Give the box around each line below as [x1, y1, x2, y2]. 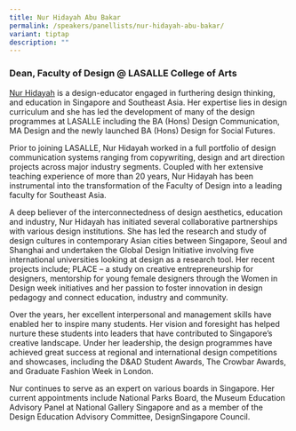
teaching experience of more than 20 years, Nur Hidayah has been [9, 171, 254, 181]
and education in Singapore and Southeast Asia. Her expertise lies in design [9, 97, 287, 108]
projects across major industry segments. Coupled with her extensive [9, 161, 264, 172]
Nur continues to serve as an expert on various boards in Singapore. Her [9, 383, 276, 394]
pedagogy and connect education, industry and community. [9, 291, 228, 302]
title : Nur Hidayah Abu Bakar [9, 12, 122, 22]
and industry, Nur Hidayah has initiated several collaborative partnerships [9, 216, 278, 227]
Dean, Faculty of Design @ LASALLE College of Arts [9, 68, 237, 80]
